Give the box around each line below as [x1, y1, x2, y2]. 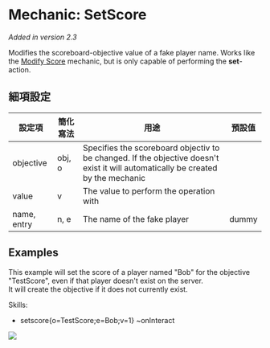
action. [8, 64, 31, 74]
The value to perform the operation [83, 185, 215, 196]
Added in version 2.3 [8, 32, 78, 42]
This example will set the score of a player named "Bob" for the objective [8, 267, 251, 276]
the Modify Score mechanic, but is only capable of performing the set [8, 56, 239, 66]
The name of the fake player [83, 213, 190, 224]
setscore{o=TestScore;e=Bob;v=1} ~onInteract [19, 315, 175, 325]
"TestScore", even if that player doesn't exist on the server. [8, 276, 203, 285]
